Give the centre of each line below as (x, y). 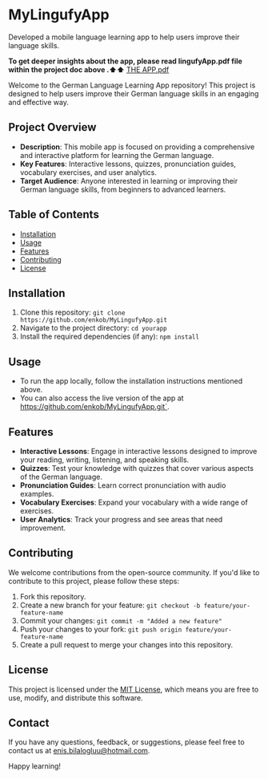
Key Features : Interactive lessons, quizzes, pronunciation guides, (128, 164)
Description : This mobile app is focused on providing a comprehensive (137, 147)
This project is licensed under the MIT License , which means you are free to (134, 689)
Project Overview (52, 127)
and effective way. (39, 102)
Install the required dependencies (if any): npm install (110, 337)
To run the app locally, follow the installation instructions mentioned (131, 381)
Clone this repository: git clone (72, 312)
